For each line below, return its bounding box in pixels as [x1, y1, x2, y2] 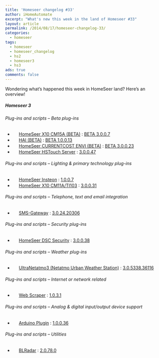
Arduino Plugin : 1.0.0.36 [18, 320, 69, 326]
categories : [5, 30, 30, 35]
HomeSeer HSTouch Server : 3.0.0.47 [18, 149, 96, 155]
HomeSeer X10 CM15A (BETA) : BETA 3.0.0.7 [18, 131, 111, 137]
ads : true [5, 68, 26, 73]
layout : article [5, 21, 39, 26]
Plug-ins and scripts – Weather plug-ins [5, 249, 87, 255]
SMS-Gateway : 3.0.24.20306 [18, 210, 80, 216]
